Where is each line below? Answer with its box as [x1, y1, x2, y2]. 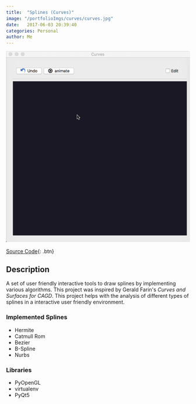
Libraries [6, 365, 32, 374]
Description [6, 264, 50, 274]
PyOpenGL [14, 379, 41, 386]
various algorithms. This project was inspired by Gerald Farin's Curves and [6, 286, 186, 293]
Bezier [14, 339, 30, 346]
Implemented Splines [6, 313, 68, 321]
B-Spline [14, 345, 36, 352]
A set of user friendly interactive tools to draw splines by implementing [6, 280, 176, 287]
